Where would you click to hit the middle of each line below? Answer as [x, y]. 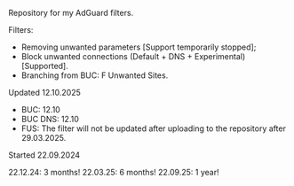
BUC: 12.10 [41, 109]
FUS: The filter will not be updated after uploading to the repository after [153, 128]
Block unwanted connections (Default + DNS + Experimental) [133, 56]
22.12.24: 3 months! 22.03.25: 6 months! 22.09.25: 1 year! [114, 172]
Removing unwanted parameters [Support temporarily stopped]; [139, 47]
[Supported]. [44, 66]
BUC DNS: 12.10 [50, 119]
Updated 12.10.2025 [45, 93]
